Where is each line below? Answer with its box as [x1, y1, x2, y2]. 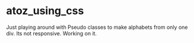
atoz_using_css [6, 4, 84, 18]
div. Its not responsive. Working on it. [6, 29, 97, 37]
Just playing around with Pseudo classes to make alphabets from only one [6, 24, 188, 31]
